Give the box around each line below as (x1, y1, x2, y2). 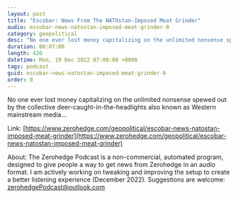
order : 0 (7, 76, 33, 83)
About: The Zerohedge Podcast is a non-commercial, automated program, (7, 153, 224, 161)
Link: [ (7, 124, 26, 133)
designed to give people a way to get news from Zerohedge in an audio (7, 161, 216, 169)
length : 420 (7, 50, 42, 57)
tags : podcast (7, 63, 50, 70)
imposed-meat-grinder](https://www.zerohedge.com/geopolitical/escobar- (7, 132, 227, 140)
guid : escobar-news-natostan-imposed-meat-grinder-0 (7, 69, 166, 76)
